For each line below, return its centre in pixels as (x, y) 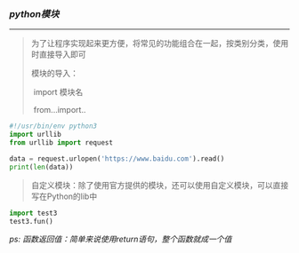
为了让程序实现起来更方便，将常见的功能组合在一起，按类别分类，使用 (160, 43)
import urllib (36, 135)
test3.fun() (31, 221)
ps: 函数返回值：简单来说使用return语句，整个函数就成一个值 (121, 239)
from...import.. (60, 110)
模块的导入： (54, 74)
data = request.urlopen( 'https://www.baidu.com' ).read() (117, 158)
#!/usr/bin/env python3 (53, 126)
